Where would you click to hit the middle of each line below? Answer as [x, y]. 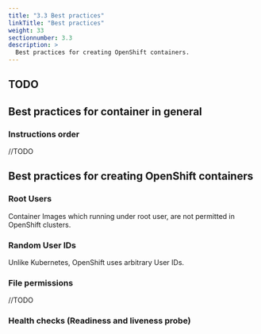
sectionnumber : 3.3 [40, 38]
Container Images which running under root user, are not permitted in [122, 216]
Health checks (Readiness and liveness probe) [100, 321]
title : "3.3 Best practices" [56, 15]
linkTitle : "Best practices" [56, 23]
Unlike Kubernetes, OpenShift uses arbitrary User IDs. [96, 263]
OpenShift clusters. [40, 225]
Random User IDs [42, 245]
